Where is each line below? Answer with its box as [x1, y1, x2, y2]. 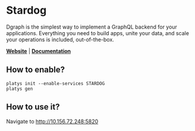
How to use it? [6, 102, 60, 112]
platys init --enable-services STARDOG [6, 80, 105, 86]
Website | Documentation [6, 47, 71, 54]
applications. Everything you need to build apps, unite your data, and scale [6, 29, 189, 36]
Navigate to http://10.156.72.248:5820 [6, 117, 99, 125]
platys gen [6, 86, 33, 92]
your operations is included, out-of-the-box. [6, 36, 114, 43]
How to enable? [6, 65, 65, 75]
